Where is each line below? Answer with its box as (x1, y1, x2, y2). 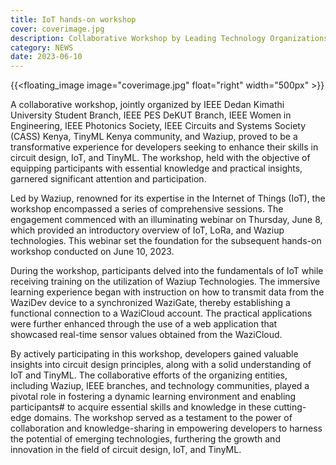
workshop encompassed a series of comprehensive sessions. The (10, 203, 284, 215)
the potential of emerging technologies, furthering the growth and (10, 433, 281, 445)
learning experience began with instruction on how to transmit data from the (10, 286, 325, 298)
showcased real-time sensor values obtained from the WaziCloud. (10, 329, 283, 341)
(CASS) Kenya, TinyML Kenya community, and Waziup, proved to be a (10, 131, 298, 143)
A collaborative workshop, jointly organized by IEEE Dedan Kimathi (10, 99, 285, 111)
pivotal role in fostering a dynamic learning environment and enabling (10, 391, 297, 403)
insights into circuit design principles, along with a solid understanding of (10, 359, 312, 371)
